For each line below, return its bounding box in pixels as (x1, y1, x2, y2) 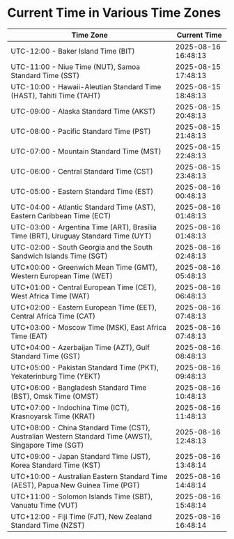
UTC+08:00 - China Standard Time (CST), (10, 423, 150, 432)
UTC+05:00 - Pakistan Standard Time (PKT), (10, 363, 159, 372)
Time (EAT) (10, 331, 47, 341)
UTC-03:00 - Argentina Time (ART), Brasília (10, 222, 157, 231)
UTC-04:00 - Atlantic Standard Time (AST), (10, 202, 156, 212)
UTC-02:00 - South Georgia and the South (10, 242, 153, 252)
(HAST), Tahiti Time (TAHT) (10, 91, 101, 100)
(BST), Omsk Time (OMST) (10, 391, 99, 401)
